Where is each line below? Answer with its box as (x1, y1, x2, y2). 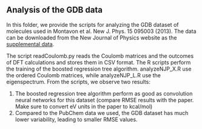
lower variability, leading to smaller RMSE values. (15, 116, 138, 123)
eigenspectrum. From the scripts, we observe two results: (6, 78, 150, 85)
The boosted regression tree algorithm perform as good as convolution (15, 89, 193, 97)
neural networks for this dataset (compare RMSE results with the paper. (15, 96, 194, 103)
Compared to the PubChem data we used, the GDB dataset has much (15, 109, 189, 116)
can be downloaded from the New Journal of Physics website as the (6, 33, 177, 41)
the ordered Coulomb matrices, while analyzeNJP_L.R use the (6, 71, 161, 78)
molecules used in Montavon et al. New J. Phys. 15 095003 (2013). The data (6, 27, 197, 35)
